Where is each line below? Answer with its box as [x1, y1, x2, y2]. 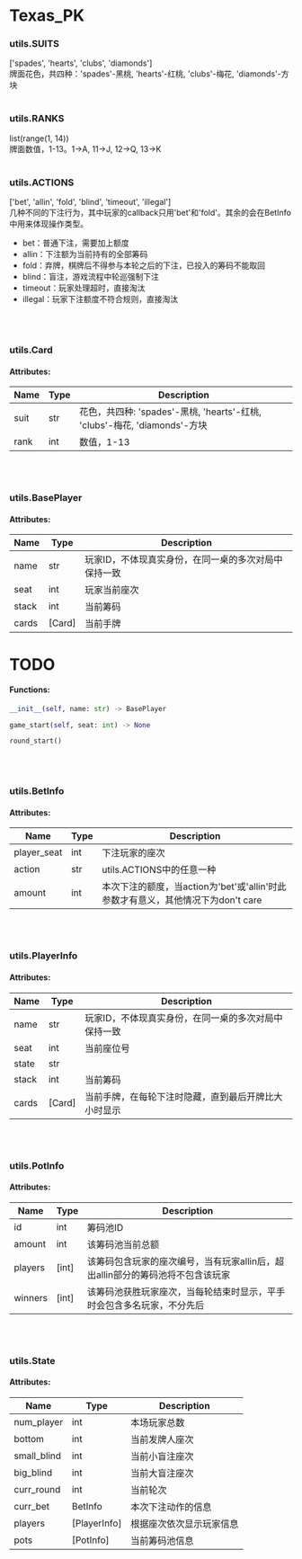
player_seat [13, 846, 63, 859]
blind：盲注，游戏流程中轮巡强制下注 [22, 272, 159, 282]
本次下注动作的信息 [129, 1501, 212, 1513]
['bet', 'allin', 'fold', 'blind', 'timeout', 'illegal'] [9, 197, 172, 208]
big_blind [13, 1466, 53, 1479]
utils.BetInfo [9, 785, 65, 797]
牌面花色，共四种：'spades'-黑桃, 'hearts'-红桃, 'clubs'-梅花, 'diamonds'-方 [9, 68, 289, 79]
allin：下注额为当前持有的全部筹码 [22, 249, 148, 260]
